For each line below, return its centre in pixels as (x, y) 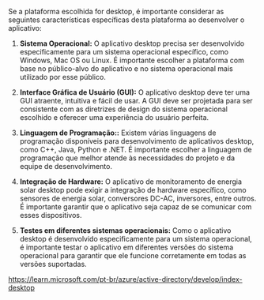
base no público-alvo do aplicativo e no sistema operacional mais (126, 69)
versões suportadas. (53, 264)
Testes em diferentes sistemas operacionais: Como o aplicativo (125, 231)
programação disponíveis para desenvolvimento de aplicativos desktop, (137, 141)
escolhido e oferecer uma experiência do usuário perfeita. (114, 117)
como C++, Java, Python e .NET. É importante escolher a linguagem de (136, 150)
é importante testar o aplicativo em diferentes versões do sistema (126, 247)
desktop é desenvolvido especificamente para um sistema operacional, (136, 239)
